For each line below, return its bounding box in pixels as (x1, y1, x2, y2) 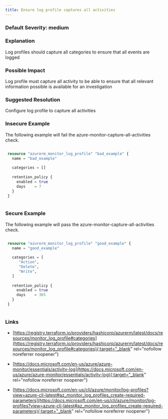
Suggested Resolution (5, 96, 60, 103)
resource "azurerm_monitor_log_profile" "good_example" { (7, 241, 131, 246)
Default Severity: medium (5, 24, 69, 31)
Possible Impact (5, 66, 45, 74)
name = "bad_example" (12, 156, 57, 161)
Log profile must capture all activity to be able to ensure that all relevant (5, 79, 154, 85)
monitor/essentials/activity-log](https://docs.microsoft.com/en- (12, 366, 144, 373)
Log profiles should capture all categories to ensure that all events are (5, 49, 150, 55)
